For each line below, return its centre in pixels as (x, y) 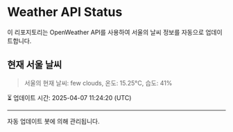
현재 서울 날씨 (35, 65)
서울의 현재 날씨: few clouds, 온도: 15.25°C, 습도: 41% (98, 83)
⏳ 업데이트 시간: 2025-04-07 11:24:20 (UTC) (69, 97)
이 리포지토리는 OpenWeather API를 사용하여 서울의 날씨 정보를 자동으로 (106, 32)
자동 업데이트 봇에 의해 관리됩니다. (53, 121)
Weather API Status (65, 12)
